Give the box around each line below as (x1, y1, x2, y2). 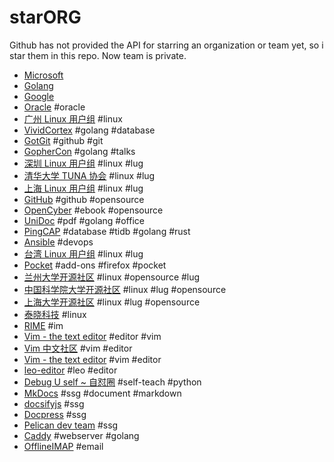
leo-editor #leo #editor (23, 364, 118, 376)
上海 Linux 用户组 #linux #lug (23, 182, 144, 194)
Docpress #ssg (23, 408, 87, 420)
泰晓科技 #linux (23, 308, 87, 320)
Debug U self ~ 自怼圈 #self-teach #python (23, 376, 202, 388)
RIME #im (23, 319, 64, 331)
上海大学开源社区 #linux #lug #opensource (23, 296, 201, 308)
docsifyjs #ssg (23, 397, 85, 410)
